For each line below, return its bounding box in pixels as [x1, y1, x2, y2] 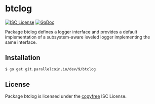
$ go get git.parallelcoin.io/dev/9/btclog [5, 67, 96, 71]
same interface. [5, 39, 37, 45]
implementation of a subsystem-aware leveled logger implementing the [5, 34, 151, 40]
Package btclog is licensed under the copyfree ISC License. [5, 93, 127, 99]
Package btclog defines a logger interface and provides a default [5, 29, 137, 35]
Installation [5, 54, 40, 62]
